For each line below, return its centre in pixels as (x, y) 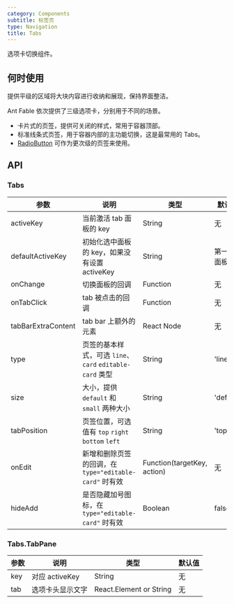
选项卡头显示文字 (60, 590)
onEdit (21, 467)
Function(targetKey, (175, 462)
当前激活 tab (103, 218)
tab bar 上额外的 (109, 321)
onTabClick (29, 302)
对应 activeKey (56, 577)
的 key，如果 (103, 252)
